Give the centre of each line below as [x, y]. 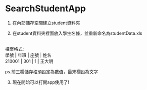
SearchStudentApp [46, 9]
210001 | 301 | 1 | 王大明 [29, 61]
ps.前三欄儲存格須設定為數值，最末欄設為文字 [51, 71]
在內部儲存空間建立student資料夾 [46, 23]
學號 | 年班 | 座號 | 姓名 [28, 55]
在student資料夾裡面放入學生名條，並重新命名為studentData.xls [77, 33]
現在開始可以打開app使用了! [41, 82]
